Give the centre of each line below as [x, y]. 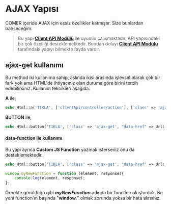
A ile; [11, 98]
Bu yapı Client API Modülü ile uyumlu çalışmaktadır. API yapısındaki [89, 38]
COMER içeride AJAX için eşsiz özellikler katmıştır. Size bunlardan [74, 23]
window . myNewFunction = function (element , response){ [65, 173]
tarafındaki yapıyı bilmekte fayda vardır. [59, 49]
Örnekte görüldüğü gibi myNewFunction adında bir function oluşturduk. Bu [84, 193]
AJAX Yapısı [32, 9]
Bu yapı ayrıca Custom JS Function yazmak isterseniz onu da [70, 149]
